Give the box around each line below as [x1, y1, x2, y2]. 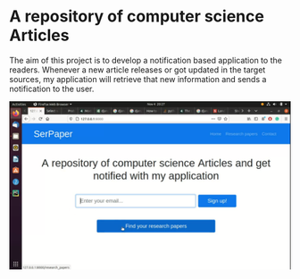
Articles [9, 25, 70, 46]
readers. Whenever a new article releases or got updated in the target [9, 64, 266, 75]
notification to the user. [9, 83, 95, 94]
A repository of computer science [9, 6, 265, 27]
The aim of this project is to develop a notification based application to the [9, 55, 283, 65]
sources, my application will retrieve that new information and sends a [9, 73, 267, 84]
